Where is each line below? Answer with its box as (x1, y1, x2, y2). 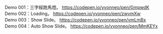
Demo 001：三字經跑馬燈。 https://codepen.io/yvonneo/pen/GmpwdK (5, 4, 149, 10)
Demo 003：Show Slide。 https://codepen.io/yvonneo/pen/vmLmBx (5, 17, 146, 22)
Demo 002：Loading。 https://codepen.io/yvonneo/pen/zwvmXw (5, 10, 141, 16)
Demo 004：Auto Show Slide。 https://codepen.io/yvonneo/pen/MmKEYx (5, 23, 158, 29)
